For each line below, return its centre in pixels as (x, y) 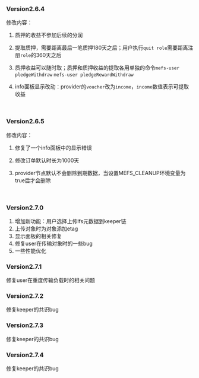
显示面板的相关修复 (38, 236)
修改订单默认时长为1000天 (47, 160)
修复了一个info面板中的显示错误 (53, 148)
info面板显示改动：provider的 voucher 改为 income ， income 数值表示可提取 (102, 87)
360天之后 (49, 55)
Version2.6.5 (25, 122)
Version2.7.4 (25, 355)
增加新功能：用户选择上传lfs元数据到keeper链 (70, 221)
